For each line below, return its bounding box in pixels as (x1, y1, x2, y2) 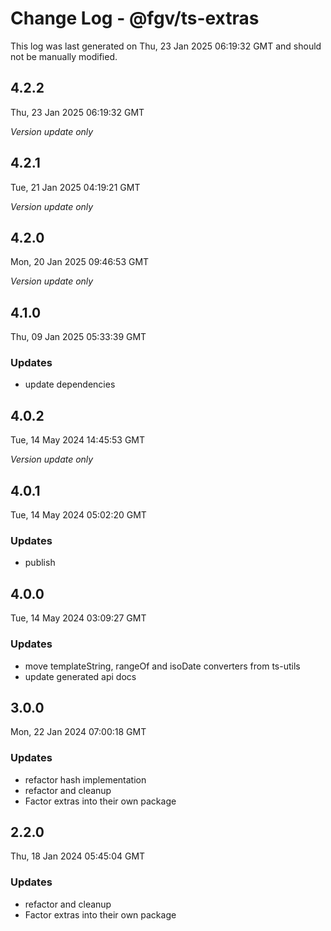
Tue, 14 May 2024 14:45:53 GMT (10, 434, 146, 446)
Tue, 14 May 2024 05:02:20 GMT (10, 509, 147, 521)
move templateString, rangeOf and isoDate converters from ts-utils (24, 660, 301, 672)
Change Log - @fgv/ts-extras (10, 7, 260, 30)
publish (24, 557, 56, 569)
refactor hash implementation (24, 773, 147, 786)
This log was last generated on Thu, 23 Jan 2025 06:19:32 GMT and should (10, 40, 322, 52)
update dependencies (24, 378, 116, 391)
